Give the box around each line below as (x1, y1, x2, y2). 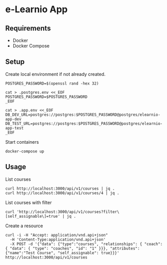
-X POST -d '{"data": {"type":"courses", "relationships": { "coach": (10, 241, 163, 247)
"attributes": (110, 246, 140, 251)
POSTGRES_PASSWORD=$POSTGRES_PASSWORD (5, 94, 88, 99)
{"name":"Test (5, 250, 36, 255)
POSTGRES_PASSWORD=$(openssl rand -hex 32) (5, 81, 99, 86)
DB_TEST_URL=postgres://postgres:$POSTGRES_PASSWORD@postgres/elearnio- (5, 121, 163, 126)
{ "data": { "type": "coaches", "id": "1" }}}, (5, 246, 108, 251)
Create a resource (5, 223, 43, 229)
